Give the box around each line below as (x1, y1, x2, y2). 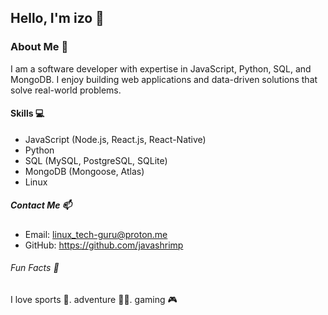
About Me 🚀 (10, 40, 69, 54)
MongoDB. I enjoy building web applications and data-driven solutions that (10, 73, 318, 85)
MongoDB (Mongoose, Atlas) (24, 165, 145, 177)
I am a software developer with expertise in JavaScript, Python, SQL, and (10, 62, 312, 75)
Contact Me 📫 (10, 199, 72, 211)
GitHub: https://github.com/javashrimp (24, 239, 184, 251)
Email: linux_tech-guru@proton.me (24, 228, 168, 240)
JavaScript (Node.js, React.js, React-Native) (24, 133, 207, 145)
